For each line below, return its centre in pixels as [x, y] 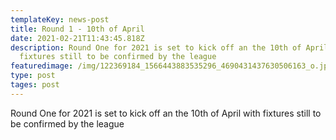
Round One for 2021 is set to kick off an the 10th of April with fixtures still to [166, 113]
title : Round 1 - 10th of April [77, 29]
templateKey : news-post [60, 19]
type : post [33, 76]
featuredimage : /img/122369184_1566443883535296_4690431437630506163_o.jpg [171, 66]
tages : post [35, 85]
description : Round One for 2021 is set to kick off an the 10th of [156, 47]
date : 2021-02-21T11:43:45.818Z [77, 38]
